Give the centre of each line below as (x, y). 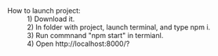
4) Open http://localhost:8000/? (78, 44)
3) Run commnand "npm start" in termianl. (95, 35)
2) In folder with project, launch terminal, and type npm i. (119, 27)
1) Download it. (51, 19)
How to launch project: (44, 10)
